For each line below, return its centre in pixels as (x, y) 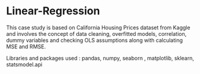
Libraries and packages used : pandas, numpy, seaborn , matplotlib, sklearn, (100, 58)
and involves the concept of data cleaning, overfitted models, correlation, (96, 33)
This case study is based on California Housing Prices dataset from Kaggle (98, 27)
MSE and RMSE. (26, 47)
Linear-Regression (53, 11)
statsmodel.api (24, 64)
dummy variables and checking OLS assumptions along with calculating (95, 40)
